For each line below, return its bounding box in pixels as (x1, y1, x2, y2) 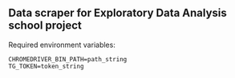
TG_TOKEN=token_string (8, 62, 84, 70)
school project (8, 19, 83, 33)
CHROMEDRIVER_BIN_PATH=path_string (8, 55, 128, 63)
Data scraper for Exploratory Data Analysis (8, 6, 227, 20)
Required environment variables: (8, 40, 116, 49)
